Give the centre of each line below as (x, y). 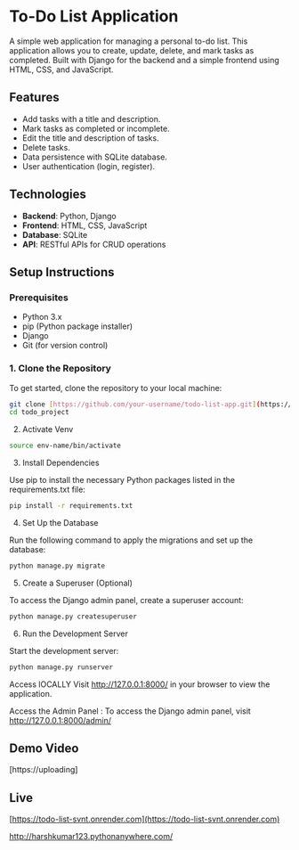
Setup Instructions (62, 272)
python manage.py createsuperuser (73, 617)
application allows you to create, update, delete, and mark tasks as (132, 50)
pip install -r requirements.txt (71, 506)
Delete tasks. (46, 147)
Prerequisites (39, 298)
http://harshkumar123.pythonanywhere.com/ (91, 837)
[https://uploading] (44, 770)
